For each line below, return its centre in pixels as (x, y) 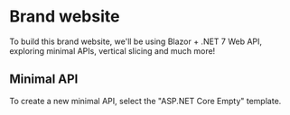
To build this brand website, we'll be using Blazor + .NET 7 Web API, (136, 41)
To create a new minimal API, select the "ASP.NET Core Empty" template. (145, 101)
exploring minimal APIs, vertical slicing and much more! (112, 50)
